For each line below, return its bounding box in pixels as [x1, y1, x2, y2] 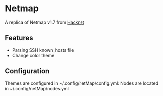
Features [5, 34, 33, 42]
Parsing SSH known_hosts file [12, 47, 74, 53]
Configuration [5, 67, 50, 75]
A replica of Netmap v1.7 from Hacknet [5, 19, 84, 25]
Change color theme [12, 52, 55, 58]
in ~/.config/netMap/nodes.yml [5, 85, 69, 91]
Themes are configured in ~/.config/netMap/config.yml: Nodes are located [5, 80, 158, 86]
